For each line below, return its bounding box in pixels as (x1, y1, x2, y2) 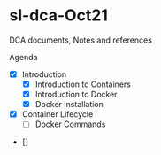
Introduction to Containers (34, 79, 131, 89)
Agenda (9, 51, 38, 62)
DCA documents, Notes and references (9, 35, 153, 45)
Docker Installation (34, 99, 104, 110)
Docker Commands (34, 119, 106, 129)
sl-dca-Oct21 (9, 5, 109, 26)
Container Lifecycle (21, 109, 94, 120)
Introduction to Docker (34, 89, 118, 100)
